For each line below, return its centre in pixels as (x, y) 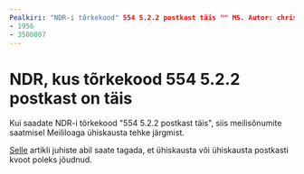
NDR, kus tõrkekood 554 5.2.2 (125, 79)
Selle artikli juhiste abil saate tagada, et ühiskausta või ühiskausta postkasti (149, 151)
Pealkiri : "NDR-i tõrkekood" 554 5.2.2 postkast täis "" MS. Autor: (141, 18)
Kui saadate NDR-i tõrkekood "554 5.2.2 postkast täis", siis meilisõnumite (146, 124)
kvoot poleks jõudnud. (51, 160)
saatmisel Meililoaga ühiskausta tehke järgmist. (97, 133)
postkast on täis (71, 98)
